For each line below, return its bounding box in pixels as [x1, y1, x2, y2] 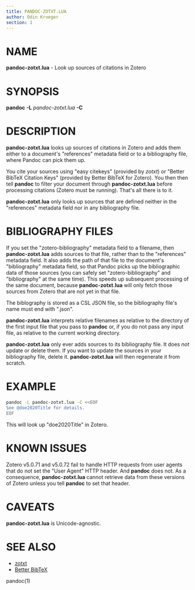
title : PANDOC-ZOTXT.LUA [6, 8, 67, 15]
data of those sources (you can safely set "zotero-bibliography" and [6, 269, 171, 277]
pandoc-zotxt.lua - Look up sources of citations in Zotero [6, 64, 146, 71]
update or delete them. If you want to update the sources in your [6, 347, 162, 354]
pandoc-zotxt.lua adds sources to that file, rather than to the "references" [6, 251, 186, 258]
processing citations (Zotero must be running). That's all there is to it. [6, 187, 173, 194]
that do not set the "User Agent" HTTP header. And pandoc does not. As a [6, 467, 186, 474]
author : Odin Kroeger [6, 14, 59, 20]
